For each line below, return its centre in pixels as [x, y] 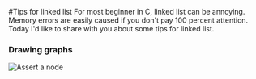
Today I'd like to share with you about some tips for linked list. [111, 29]
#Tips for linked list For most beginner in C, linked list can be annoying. [127, 12]
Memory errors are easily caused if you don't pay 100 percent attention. [128, 20]
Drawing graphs [41, 49]
